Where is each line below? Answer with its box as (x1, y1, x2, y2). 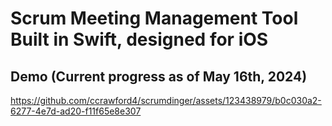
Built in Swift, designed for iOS (10, 28, 269, 51)
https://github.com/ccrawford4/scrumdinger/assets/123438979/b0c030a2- (10, 95, 322, 106)
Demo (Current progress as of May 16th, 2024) (10, 68, 308, 85)
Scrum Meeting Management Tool (10, 7, 299, 30)
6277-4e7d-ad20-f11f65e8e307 (10, 105, 142, 117)
